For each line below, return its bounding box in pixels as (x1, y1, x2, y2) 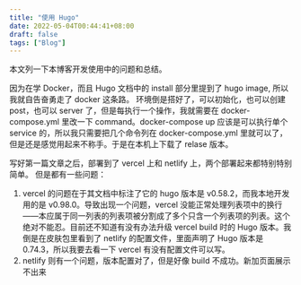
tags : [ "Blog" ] (9, 38, 66, 47)
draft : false (9, 30, 58, 39)
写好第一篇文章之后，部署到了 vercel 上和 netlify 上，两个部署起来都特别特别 (9, 158, 292, 168)
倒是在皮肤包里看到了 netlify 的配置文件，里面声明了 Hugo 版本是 (22, 233, 264, 244)
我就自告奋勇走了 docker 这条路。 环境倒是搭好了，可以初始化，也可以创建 (9, 94, 286, 105)
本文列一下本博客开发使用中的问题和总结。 (9, 64, 167, 74)
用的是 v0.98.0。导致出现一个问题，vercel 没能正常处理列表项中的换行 (22, 199, 283, 211)
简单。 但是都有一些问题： (9, 169, 106, 180)
